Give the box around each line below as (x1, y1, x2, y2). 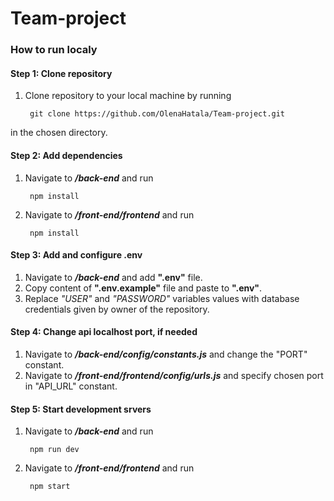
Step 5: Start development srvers (10, 403, 152, 415)
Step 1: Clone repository (10, 67, 113, 79)
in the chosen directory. (10, 127, 108, 139)
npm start (29, 482, 71, 492)
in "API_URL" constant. (24, 380, 118, 392)
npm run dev (29, 445, 80, 455)
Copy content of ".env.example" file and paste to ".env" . (24, 282, 263, 294)
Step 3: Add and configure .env (10, 249, 143, 261)
